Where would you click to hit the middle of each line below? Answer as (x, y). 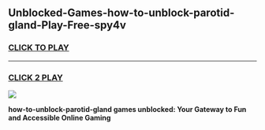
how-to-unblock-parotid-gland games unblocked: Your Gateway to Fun (127, 109)
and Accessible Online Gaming (60, 117)
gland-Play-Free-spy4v (67, 26)
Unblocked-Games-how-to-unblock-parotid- (121, 13)
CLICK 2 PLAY (35, 77)
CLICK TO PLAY (39, 48)
